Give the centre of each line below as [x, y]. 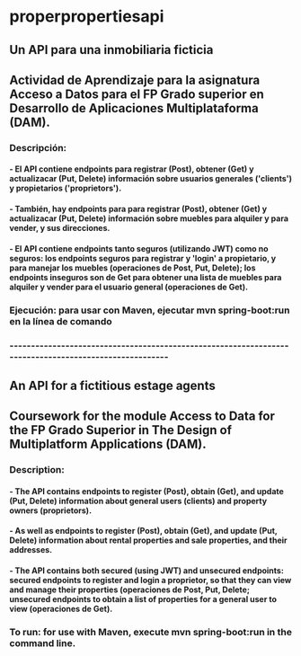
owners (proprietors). [51, 510]
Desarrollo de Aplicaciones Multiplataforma [134, 108]
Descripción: [38, 147]
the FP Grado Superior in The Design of [120, 430]
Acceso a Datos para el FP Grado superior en [137, 94]
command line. [43, 643]
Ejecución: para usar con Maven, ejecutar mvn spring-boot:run [150, 310]
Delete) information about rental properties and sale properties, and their [148, 540]
